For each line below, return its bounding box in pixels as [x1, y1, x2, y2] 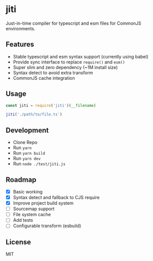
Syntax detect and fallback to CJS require [13, 194, 100, 200]
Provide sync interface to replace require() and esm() [13, 59, 125, 65]
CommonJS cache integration [13, 75, 75, 81]
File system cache [13, 212, 51, 218]
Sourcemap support [13, 206, 55, 212]
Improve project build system [13, 200, 73, 206]
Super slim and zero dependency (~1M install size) [13, 64, 118, 70]
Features [6, 40, 34, 49]
